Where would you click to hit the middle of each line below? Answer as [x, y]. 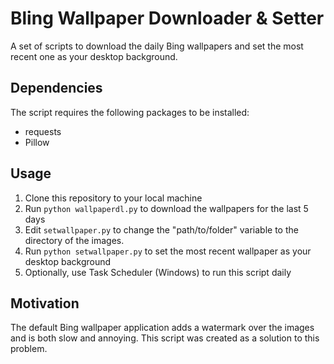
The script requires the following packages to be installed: [130, 112]
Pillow [37, 142]
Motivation [45, 303]
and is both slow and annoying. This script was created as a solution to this [165, 338]
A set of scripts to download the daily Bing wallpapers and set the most [157, 46]
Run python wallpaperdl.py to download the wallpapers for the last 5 [166, 208]
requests [43, 131]
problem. [29, 349]
